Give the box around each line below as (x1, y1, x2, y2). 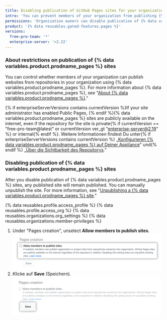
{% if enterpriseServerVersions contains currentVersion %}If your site (5, 105, 148, 111)
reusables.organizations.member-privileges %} (5, 218, 102, 224)
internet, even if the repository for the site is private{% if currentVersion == (5, 121, 159, 127)
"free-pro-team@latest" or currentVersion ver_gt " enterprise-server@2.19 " (5, 126, 159, 132)
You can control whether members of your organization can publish (5, 74, 144, 80)
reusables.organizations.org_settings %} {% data (5, 213, 106, 219)
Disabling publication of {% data (5, 160, 85, 166)
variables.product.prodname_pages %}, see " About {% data (5, 90, 128, 96)
